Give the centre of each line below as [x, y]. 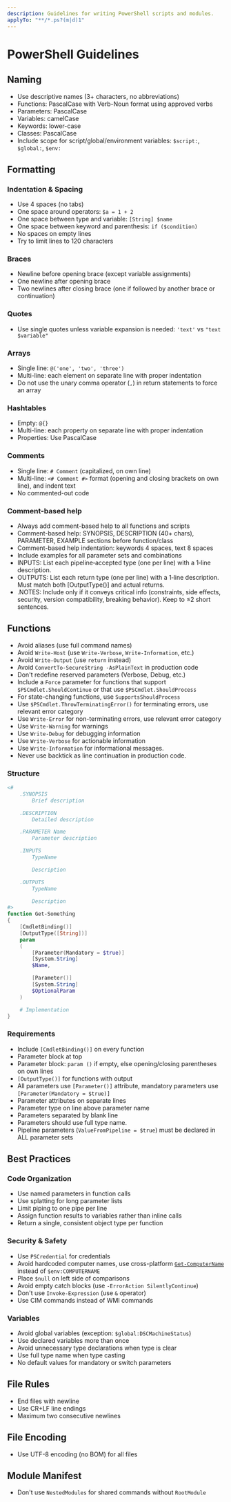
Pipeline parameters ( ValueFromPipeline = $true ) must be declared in [116, 1130]
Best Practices [39, 1159]
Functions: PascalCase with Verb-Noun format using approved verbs [115, 104]
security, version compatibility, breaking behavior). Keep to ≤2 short [114, 599]
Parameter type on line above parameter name [83, 1108]
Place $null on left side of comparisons [73, 1278]
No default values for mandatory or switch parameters [94, 1363]
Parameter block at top [50, 1056]
